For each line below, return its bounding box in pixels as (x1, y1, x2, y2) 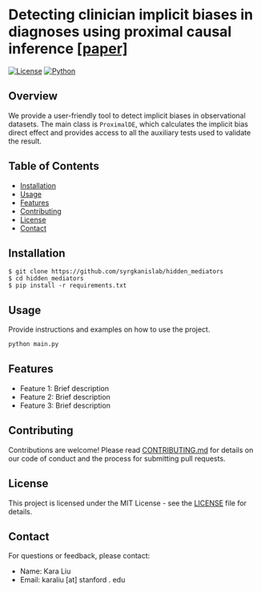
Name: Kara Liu (19, 566, 71, 576)
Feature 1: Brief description (19, 383, 110, 393)
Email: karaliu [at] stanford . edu (19, 575, 126, 585)
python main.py (8, 340, 59, 348)
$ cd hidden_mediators (8, 275, 84, 283)
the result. (8, 136, 42, 146)
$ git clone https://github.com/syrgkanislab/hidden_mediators (8, 268, 224, 276)
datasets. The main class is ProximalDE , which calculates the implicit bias (8, 119, 248, 129)
